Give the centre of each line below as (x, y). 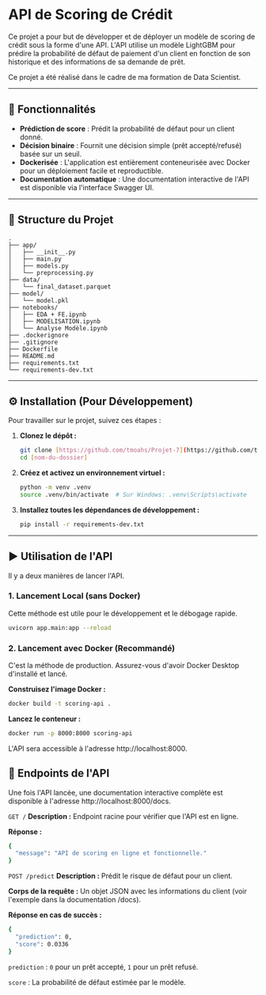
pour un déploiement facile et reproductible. (91, 170)
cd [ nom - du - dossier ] (53, 458)
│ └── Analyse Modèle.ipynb (58, 328)
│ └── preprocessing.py (51, 273)
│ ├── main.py (35, 259)
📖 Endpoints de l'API (59, 774)
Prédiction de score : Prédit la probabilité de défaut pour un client (127, 128)
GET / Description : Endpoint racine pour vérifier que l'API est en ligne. (123, 816)
